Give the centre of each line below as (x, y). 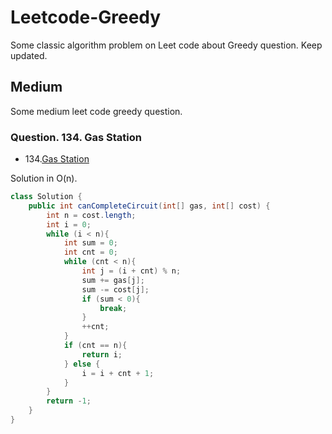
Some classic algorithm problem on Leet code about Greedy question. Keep (166, 45)
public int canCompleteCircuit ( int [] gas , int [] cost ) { (149, 206)
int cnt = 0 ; (90, 252)
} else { (82, 364)
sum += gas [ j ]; (113, 280)
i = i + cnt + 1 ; (118, 373)
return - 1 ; (69, 401)
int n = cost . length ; (91, 215)
